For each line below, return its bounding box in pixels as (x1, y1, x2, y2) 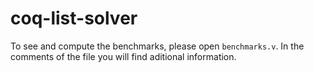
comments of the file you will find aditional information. (10, 50, 237, 62)
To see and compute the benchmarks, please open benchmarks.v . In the (10, 40, 305, 52)
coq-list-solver (10, 7, 138, 30)
